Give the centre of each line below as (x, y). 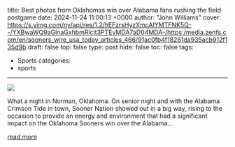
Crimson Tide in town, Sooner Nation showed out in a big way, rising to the (115, 108)
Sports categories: (44, 61)
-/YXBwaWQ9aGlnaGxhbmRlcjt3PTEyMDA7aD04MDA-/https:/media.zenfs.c (117, 32)
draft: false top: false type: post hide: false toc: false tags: (111, 47)
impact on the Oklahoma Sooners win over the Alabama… (90, 123)
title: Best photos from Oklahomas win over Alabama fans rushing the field (114, 10)
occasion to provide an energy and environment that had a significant (107, 116)
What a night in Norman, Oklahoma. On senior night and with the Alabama (114, 101)
